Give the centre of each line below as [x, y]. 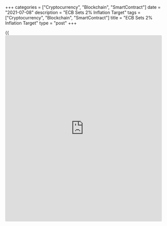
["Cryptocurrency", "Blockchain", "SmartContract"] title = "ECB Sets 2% [79, 18]
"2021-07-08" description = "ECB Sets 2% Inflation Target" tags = [73, 12]
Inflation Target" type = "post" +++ [41, 23]
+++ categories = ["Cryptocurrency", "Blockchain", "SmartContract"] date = [83, 7]
